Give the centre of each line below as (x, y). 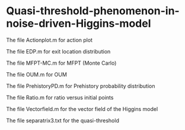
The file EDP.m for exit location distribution (58, 51)
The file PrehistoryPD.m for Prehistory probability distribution (81, 86)
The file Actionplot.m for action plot (50, 40)
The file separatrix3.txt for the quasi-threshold (63, 121)
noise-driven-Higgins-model (79, 23)
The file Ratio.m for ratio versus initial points (60, 97)
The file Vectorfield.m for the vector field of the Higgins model (82, 109)
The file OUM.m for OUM (36, 74)
